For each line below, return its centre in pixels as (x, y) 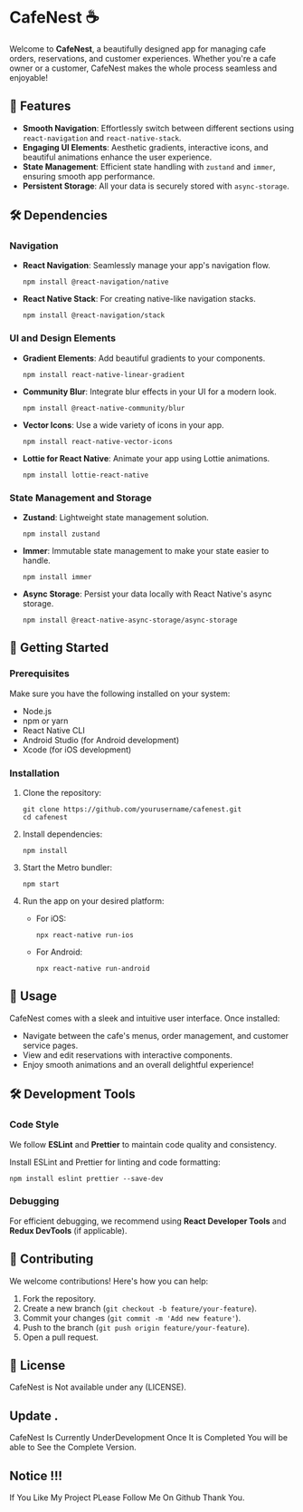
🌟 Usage (33, 997)
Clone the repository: (62, 793)
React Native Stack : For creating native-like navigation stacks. (139, 299)
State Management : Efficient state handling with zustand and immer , (149, 166)
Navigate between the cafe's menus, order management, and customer (156, 1035)
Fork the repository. (59, 1298)
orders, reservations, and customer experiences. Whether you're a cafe (143, 58)
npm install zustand (61, 534)
